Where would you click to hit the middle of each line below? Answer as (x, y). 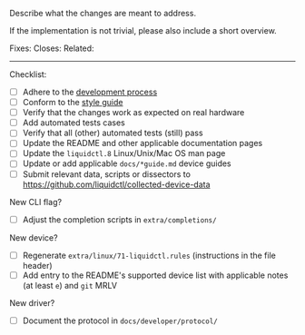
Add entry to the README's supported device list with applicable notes (155, 275)
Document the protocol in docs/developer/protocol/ (120, 320)
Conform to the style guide (73, 103)
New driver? (32, 302)
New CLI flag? (35, 202)
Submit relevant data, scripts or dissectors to (106, 174)
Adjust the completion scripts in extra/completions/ (119, 219)
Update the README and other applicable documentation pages (143, 143)
